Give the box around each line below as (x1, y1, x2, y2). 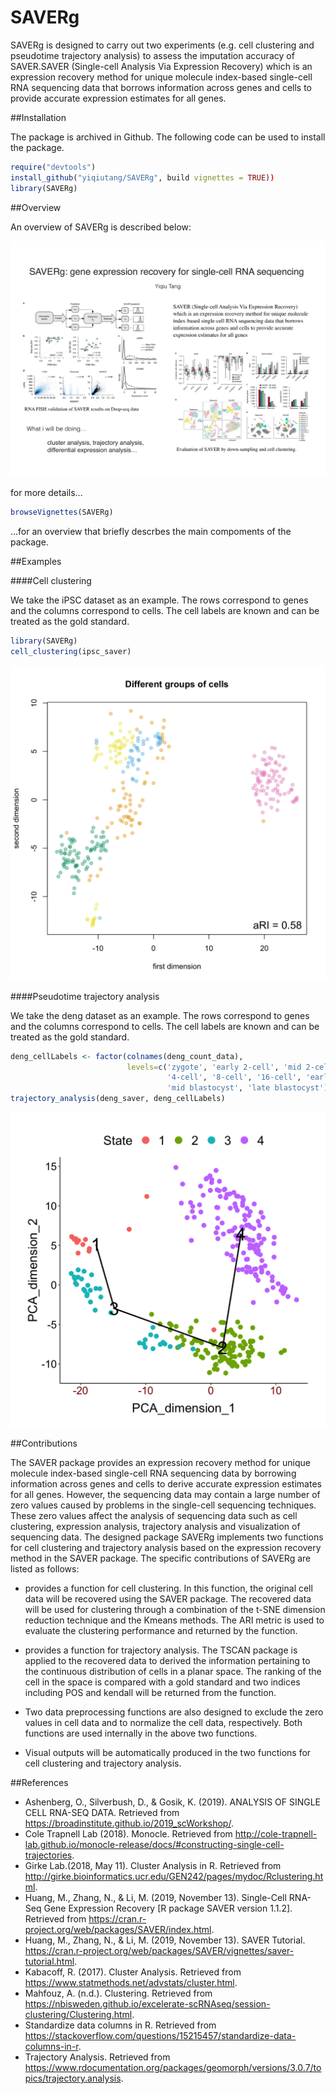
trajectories (24, 1849, 73, 1861)
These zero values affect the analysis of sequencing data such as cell (10, 1510, 298, 1522)
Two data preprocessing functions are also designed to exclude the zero (24, 1706, 324, 1718)
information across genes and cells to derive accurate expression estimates (10, 1478, 322, 1490)
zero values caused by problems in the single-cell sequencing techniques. (10, 1499, 317, 1511)
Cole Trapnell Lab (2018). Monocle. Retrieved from (24, 1828, 233, 1840)
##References (10, 1777, 69, 1789)
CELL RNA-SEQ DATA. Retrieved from (24, 1807, 180, 1819)
